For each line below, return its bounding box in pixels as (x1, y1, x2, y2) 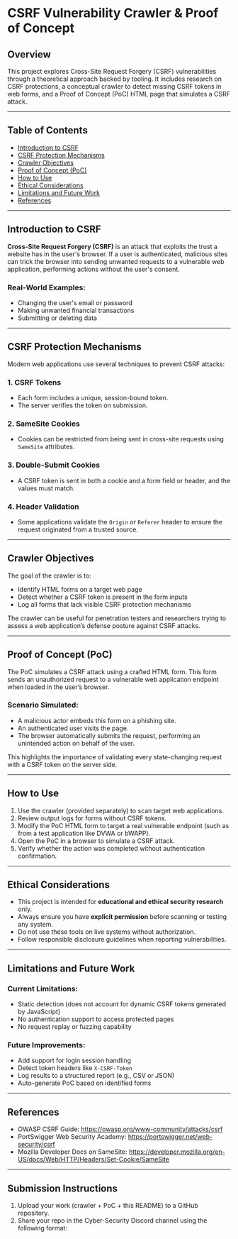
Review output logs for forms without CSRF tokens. (17, 814, 167, 822)
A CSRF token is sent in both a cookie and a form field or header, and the (17, 476, 231, 485)
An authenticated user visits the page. (17, 724, 129, 732)
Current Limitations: (7, 984, 79, 993)
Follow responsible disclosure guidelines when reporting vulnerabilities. (17, 935, 227, 944)
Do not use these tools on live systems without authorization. (17, 927, 196, 936)
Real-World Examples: (7, 282, 86, 292)
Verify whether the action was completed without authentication (17, 844, 205, 852)
